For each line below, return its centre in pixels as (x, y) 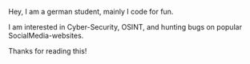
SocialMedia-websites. (46, 36)
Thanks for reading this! (48, 51)
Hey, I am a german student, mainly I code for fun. (91, 12)
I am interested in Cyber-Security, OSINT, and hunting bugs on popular (125, 27)
